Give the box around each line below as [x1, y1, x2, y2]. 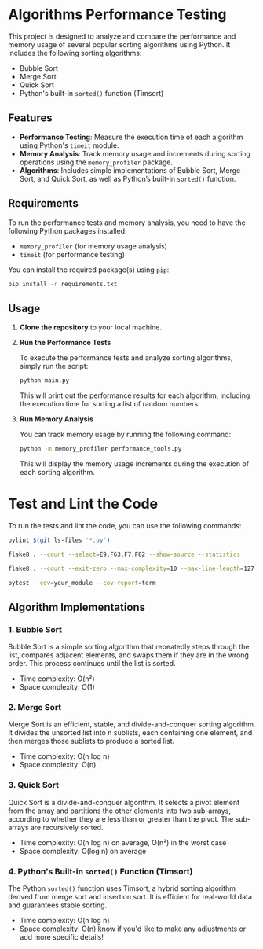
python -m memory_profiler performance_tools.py [19, 445, 182, 453]
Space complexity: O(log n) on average [19, 846, 147, 855]
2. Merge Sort [8, 702, 62, 713]
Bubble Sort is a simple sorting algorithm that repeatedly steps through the [8, 642, 250, 652]
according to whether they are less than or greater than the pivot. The [8, 814, 234, 823]
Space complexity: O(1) [19, 682, 96, 692]
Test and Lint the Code [8, 495, 159, 513]
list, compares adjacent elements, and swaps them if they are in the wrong [8, 650, 250, 660]
